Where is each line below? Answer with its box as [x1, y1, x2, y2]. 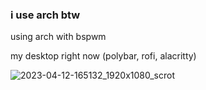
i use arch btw [10, 8, 81, 22]
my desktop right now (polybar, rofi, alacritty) [10, 50, 197, 62]
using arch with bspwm [10, 31, 107, 43]
